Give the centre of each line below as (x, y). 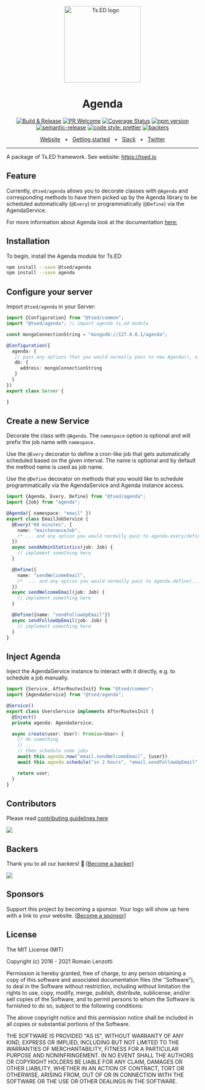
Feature (21, 176)
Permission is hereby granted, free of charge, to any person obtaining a (96, 973)
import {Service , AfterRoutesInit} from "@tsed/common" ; (80, 689)
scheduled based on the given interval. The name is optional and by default (101, 461)
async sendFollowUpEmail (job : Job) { (60, 620)
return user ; (34, 773)
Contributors (31, 803)
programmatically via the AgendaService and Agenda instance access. (95, 485)
